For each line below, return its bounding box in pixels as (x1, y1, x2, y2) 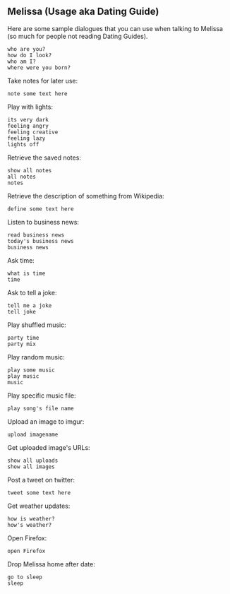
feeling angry (7, 122, 49, 129)
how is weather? (7, 515, 55, 522)
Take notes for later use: (7, 76, 78, 85)
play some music (7, 367, 55, 374)
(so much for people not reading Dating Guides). (7, 32, 148, 40)
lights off (7, 141, 40, 148)
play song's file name (7, 405, 74, 412)
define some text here (7, 205, 74, 213)
